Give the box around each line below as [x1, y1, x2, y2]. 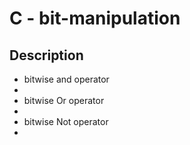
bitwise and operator [23, 73, 110, 85]
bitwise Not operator [23, 116, 109, 127]
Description [9, 47, 84, 64]
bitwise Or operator [23, 95, 105, 106]
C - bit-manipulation [9, 7, 181, 30]
